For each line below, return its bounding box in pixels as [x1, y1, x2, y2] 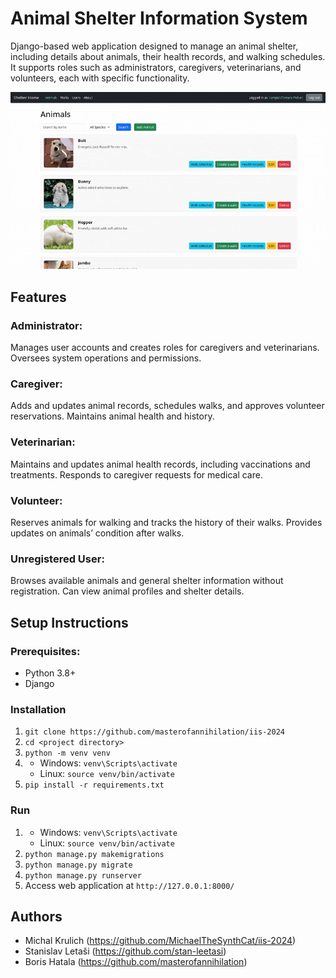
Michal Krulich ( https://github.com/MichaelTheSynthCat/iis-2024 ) [24, 935, 297, 947]
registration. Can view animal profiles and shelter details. [10, 585, 245, 597]
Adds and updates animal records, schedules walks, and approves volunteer [10, 400, 325, 412]
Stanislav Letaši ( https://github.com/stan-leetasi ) [24, 945, 227, 957]
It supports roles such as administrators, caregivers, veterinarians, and [10, 61, 302, 73]
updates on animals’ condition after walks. [10, 527, 185, 539]
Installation [10, 702, 67, 716]
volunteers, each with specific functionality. [10, 72, 190, 84]
